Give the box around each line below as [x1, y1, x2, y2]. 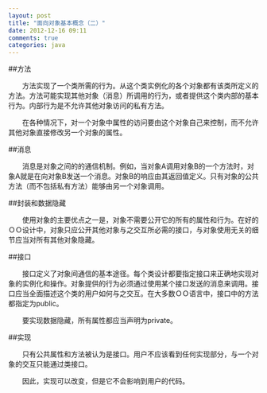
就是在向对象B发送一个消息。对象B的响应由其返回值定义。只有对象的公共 [19, 172, 259, 181]
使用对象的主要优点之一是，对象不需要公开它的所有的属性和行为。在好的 [21, 216, 259, 225]
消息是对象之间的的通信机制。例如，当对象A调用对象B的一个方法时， [21, 161, 248, 171]
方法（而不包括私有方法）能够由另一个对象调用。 [8, 181, 168, 191]
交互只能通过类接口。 [21, 360, 92, 369]
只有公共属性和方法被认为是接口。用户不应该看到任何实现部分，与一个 [21, 349, 252, 359]
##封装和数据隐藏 [8, 198, 66, 208]
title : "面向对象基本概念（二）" [8, 19, 106, 27]
